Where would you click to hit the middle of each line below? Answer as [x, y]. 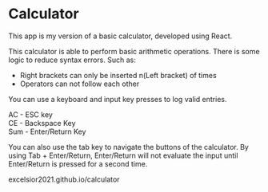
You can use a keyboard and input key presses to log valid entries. [118, 99]
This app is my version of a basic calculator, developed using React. [120, 36]
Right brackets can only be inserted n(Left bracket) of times [118, 75]
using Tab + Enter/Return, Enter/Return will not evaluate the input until [123, 155]
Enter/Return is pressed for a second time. [78, 163]
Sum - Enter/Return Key [47, 131]
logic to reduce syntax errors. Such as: [72, 60]
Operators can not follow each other [80, 84]
